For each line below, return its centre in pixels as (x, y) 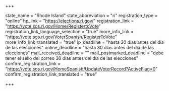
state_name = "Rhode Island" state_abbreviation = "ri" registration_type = (81, 15)
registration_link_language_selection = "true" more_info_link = (70, 31)
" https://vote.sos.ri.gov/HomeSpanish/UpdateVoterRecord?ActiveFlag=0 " (81, 69)
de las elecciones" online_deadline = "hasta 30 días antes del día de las (80, 48)
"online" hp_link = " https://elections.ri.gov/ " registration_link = (70, 21)
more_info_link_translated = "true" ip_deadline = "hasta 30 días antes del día (84, 42)
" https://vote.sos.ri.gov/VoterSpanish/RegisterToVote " (61, 37)
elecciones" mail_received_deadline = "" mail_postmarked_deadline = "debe (84, 53)
